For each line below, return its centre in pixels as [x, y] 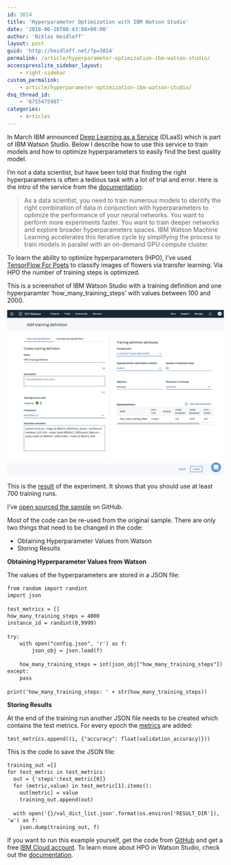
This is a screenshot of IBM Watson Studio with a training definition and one [114, 286]
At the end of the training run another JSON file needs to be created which [113, 718]
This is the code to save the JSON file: [61, 751]
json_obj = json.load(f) [67, 650]
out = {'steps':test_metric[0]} [60, 779]
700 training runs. [32, 493]
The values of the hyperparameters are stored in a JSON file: [93, 575]
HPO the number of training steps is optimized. [74, 272]
